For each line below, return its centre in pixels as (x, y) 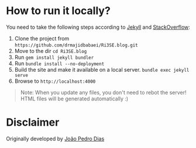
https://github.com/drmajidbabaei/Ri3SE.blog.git (76, 45)
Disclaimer (33, 122)
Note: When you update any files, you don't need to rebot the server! (103, 92)
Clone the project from (42, 38)
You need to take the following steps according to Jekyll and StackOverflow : (98, 27)
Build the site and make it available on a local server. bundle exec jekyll (102, 69)
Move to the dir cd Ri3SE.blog (51, 51)
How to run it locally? (59, 11)
